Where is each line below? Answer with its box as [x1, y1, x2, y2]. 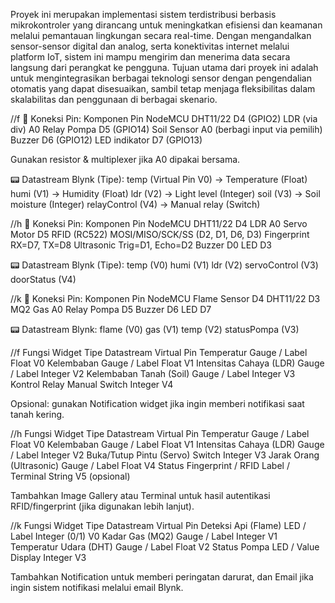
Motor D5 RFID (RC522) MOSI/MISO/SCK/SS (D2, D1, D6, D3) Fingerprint [10, 229, 310, 240]
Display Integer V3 [10, 552, 87, 563]
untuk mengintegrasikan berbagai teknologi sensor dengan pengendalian [10, 72, 312, 84]
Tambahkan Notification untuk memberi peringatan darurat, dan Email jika [10, 571, 314, 583]
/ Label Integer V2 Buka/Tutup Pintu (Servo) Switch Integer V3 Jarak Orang [10, 449, 320, 461]
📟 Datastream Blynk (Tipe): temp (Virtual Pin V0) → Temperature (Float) [10, 174, 308, 185]
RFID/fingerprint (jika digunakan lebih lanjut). [10, 500, 195, 512]
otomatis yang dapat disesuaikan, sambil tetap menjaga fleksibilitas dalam [10, 83, 316, 94]
